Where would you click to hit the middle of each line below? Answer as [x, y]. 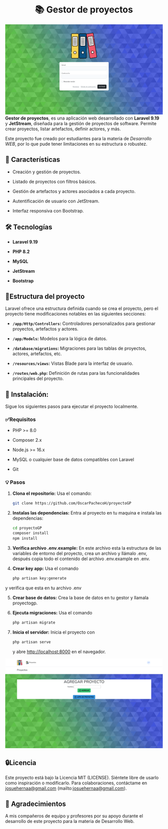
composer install [30, 533]
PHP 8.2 [21, 251]
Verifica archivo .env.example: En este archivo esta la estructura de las [87, 548]
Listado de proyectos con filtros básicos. [54, 181]
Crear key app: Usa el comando [45, 569]
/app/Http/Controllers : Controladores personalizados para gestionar [84, 324]
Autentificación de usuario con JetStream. [56, 201]
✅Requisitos [20, 420]
